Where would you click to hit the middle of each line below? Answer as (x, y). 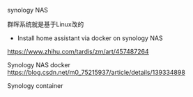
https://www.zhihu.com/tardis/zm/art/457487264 (78, 52)
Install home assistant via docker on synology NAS (90, 38)
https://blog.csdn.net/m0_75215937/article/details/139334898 (96, 72)
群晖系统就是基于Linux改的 (46, 24)
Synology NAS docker (39, 65)
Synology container (35, 86)
